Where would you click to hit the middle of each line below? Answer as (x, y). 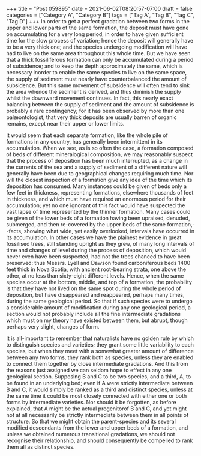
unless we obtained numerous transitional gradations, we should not (91, 434)
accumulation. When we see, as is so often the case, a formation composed (100, 148)
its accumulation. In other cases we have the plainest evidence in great (94, 237)
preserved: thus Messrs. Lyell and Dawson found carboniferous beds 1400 (98, 263)
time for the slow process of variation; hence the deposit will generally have (100, 41)
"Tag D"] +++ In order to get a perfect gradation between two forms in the (98, 21)
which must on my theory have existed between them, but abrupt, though (97, 320)
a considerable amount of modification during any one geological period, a (98, 308)
